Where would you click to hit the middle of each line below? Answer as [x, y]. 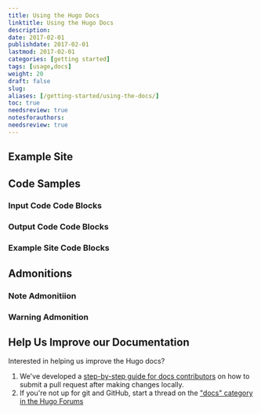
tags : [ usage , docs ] [40, 67]
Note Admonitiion [42, 295]
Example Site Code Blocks [59, 248]
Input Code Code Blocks [55, 206]
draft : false [29, 81]
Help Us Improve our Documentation [99, 342]
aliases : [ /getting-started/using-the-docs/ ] [83, 96]
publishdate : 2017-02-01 [49, 45]
